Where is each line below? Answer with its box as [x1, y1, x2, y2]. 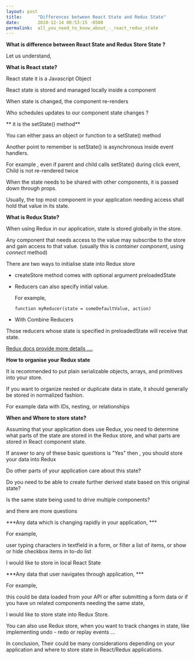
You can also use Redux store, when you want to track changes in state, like [6, 623, 190, 630]
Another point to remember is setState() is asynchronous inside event [6, 143, 174, 150]
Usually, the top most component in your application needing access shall [6, 196, 184, 203]
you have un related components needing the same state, [6, 600, 145, 607]
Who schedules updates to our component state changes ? [6, 109, 149, 116]
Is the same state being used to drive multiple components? [6, 496, 150, 503]
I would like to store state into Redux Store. [6, 611, 110, 618]
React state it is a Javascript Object [6, 75, 92, 82]
